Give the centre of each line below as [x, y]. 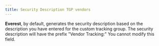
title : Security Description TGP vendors [48, 10]
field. [10, 39]
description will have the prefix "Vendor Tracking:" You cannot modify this [80, 34]
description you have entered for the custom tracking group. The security [79, 29]
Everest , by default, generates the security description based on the [74, 23]
